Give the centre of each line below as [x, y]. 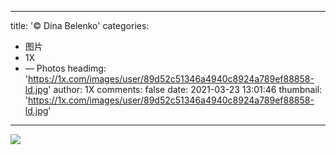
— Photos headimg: [65, 68]
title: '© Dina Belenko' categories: [80, 25]
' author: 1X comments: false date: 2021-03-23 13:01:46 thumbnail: [185, 89]
